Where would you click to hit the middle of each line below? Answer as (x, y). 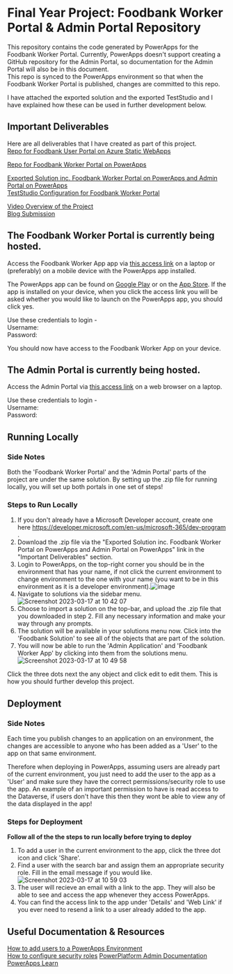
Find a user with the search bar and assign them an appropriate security (121, 865)
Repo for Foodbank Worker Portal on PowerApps (77, 164)
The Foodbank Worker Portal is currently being (111, 236)
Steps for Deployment (45, 821)
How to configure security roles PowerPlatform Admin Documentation (107, 956)
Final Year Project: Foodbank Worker (115, 13)
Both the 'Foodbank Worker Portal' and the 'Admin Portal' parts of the (107, 472)
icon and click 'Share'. (49, 858)
